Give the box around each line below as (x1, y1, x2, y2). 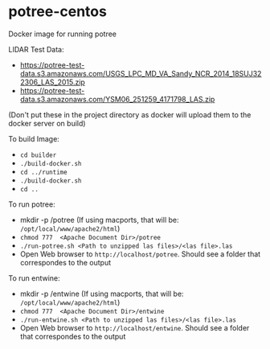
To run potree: (8, 199, 55, 209)
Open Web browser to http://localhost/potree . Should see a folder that (19, 248, 261, 259)
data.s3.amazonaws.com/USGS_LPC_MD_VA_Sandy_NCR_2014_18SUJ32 (19, 68, 262, 78)
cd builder (19, 151, 57, 159)
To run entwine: (8, 273, 60, 283)
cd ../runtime (19, 168, 67, 176)
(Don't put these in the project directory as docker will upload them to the (8, 109, 252, 119)
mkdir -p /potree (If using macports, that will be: (19, 215, 179, 224)
